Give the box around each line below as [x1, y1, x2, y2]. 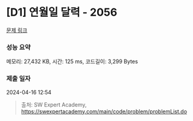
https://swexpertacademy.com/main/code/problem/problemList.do [21, 108, 188, 115]
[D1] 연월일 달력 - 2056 [6, 5, 118, 19]
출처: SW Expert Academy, [21, 101, 87, 108]
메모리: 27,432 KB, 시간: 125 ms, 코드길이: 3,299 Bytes [6, 58, 138, 65]
